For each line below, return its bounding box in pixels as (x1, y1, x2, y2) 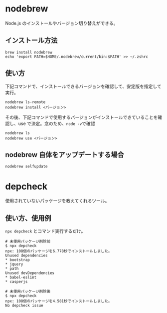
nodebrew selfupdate (5, 164, 48, 169)
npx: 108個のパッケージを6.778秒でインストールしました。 (5, 248, 112, 254)
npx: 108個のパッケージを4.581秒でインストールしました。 (5, 298, 112, 304)
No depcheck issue (5, 303, 43, 308)
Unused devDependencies (5, 270, 55, 275)
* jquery (5, 262, 23, 267)
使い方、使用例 (5, 213, 51, 222)
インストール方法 (5, 36, 58, 45)
